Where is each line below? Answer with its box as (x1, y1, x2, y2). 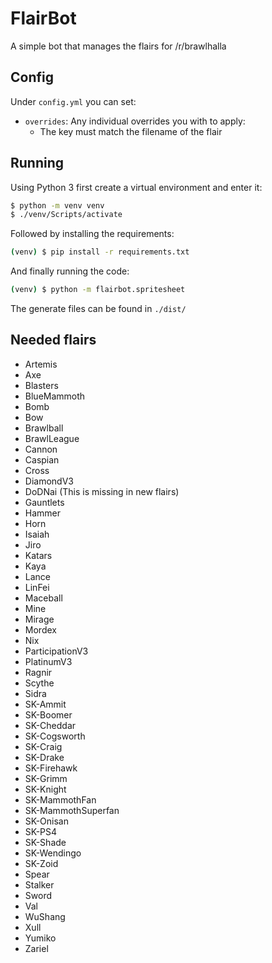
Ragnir (24, 666, 53, 678)
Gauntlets (24, 496, 65, 508)
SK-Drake (24, 751, 65, 763)
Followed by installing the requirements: (10, 228, 175, 240)
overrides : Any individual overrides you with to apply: (24, 115, 246, 127)
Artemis (24, 358, 58, 370)
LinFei (24, 581, 50, 593)
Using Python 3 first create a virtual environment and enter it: (10, 181, 263, 193)
